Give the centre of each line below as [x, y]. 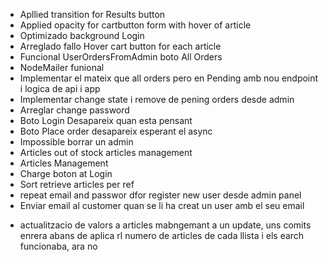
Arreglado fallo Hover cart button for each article [120, 46]
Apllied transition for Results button [92, 14]
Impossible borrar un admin [76, 142]
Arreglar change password [74, 110]
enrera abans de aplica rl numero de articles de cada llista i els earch [162, 235]
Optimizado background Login [82, 35]
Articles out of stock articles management [106, 152]
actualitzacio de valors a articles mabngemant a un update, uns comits [165, 225]
